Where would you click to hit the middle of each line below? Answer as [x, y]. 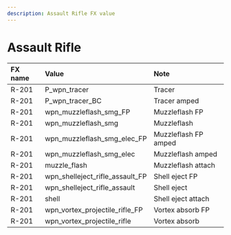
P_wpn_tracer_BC [73, 100]
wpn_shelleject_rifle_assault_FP [96, 176]
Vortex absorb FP [181, 210]
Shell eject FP [176, 176]
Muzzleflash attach [184, 165]
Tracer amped [176, 100]
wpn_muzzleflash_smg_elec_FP [96, 138]
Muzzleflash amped [186, 154]
